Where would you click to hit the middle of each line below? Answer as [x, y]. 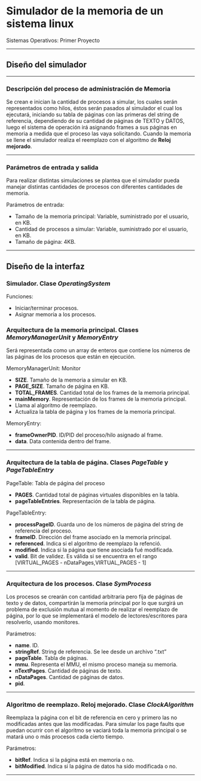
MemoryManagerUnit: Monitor [43, 368]
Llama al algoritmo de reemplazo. [56, 405]
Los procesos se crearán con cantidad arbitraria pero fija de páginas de [95, 597]
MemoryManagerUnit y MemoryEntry [62, 337]
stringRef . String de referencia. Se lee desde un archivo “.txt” [91, 652]
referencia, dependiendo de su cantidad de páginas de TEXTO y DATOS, [95, 121]
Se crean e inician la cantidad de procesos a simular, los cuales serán [92, 102]
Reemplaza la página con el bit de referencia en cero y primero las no [92, 718]
